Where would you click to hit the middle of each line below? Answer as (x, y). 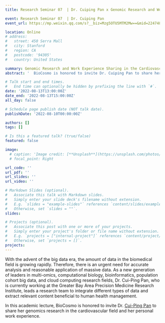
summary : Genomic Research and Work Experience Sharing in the (71, 69)
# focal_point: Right (32, 159)
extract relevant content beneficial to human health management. (71, 296)
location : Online (23, 32)
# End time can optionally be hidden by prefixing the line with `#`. (81, 87)
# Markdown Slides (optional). (37, 190)
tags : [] (14, 127)
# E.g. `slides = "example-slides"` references (57, 204)
